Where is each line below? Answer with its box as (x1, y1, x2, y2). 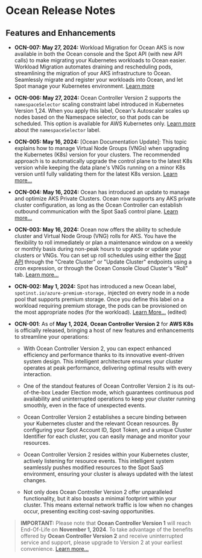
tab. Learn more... (14, 271, 59, 278)
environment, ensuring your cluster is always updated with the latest (23, 470, 194, 477)
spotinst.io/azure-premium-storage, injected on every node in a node (14, 289, 190, 296)
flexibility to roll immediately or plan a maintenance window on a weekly (14, 239, 193, 246)
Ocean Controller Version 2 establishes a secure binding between (23, 413, 187, 420)
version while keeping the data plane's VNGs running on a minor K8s (14, 164, 186, 171)
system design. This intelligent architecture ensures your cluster (23, 358, 183, 365)
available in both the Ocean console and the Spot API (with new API (14, 50, 183, 58)
